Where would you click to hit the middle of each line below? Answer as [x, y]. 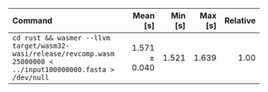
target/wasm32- [41, 46]
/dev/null [31, 77]
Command [33, 21]
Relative [240, 21]
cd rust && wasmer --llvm [61, 38]
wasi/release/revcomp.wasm [63, 54]
